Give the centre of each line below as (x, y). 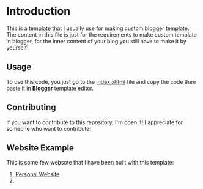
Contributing (31, 107)
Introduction (39, 11)
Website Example (40, 148)
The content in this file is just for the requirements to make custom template (102, 34)
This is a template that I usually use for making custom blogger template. (98, 28)
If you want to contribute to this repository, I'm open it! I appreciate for (95, 122)
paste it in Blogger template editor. (50, 88)
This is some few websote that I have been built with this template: (90, 163)
